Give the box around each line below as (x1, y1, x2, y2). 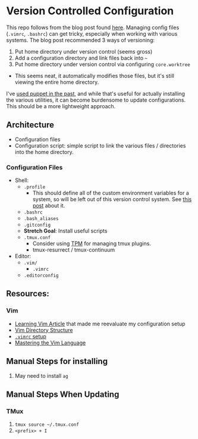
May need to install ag (14, 372, 68, 379)
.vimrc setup (14, 333, 46, 340)
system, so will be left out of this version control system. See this (32, 196, 192, 203)
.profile (23, 184, 46, 190)
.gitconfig (23, 222, 51, 228)
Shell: (14, 177, 29, 184)
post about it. (32, 202, 65, 209)
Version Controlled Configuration (6, 4, 174, 18)
